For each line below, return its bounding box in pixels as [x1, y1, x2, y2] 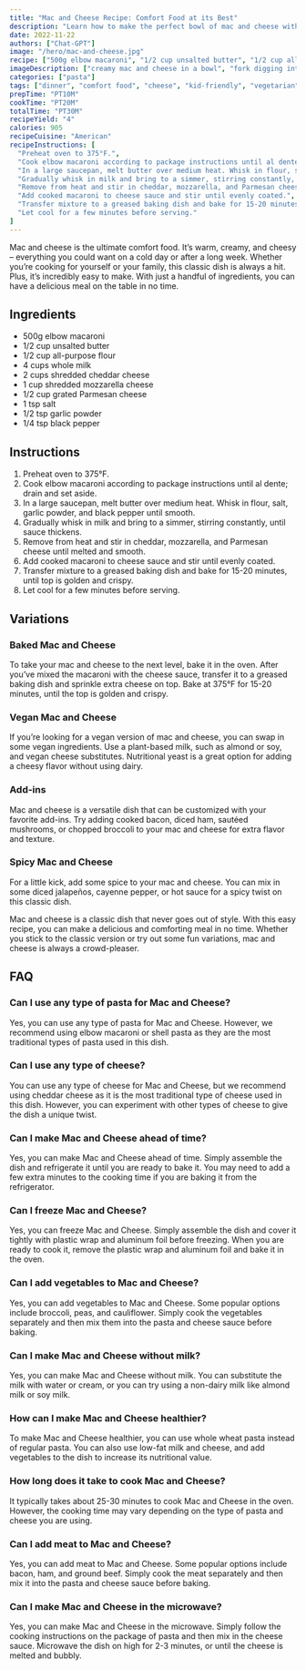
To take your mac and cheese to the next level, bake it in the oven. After [9, 659, 280, 670]
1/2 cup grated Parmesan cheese [22, 389, 148, 400]
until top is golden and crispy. [22, 575, 134, 586]
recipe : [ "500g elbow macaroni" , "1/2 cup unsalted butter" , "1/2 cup [9, 56, 283, 65]
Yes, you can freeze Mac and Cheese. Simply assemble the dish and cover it [9, 1224, 297, 1235]
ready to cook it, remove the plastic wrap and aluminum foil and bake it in [9, 1245, 284, 1255]
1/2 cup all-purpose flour [22, 350, 117, 361]
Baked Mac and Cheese [9, 639, 117, 651]
